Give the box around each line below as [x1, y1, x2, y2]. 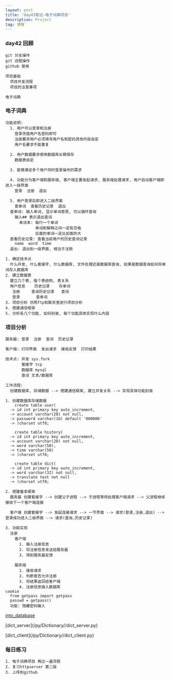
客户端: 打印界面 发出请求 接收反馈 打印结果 [5, 347, 97, 352]
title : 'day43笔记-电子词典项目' [5, 12, 71, 17]
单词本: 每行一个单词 [18, 220, 59, 225]
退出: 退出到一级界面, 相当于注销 [10, 246, 73, 252]
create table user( [14, 403, 56, 408]
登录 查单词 [12, 294, 48, 299]
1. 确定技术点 [5, 256, 32, 261]
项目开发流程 [10, 79, 33, 84]
